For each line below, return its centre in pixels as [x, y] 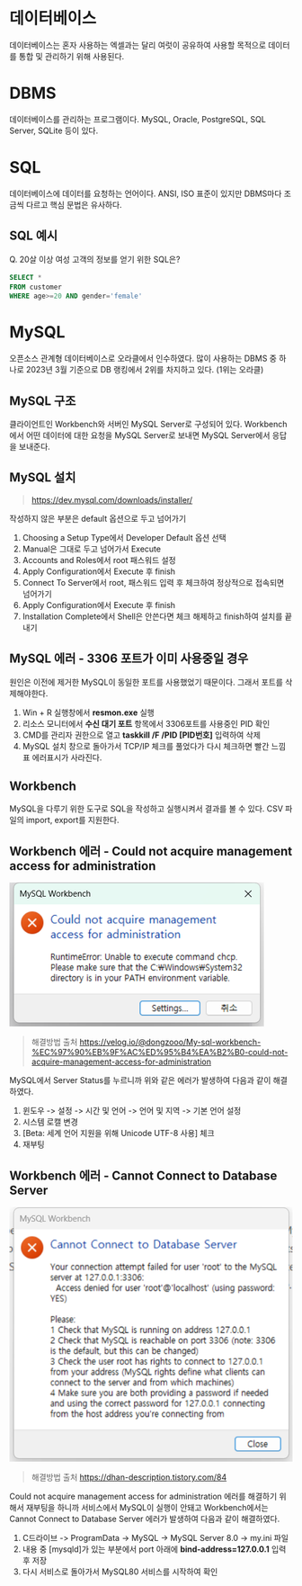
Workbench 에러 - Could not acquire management [151, 851]
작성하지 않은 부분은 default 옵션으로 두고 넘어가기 [98, 518]
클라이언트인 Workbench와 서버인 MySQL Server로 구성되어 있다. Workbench [148, 424]
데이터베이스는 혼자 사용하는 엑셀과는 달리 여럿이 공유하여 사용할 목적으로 [138, 45]
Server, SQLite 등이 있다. [54, 130]
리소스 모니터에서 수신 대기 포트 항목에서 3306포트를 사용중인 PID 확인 [146, 723]
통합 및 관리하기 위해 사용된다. [71, 56]
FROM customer [36, 287]
